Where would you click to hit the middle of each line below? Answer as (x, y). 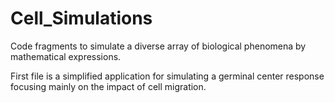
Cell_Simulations (81, 18)
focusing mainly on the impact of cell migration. (108, 86)
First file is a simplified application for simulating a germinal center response (167, 76)
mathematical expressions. (66, 56)
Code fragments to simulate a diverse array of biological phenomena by (158, 46)
